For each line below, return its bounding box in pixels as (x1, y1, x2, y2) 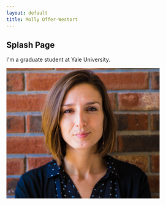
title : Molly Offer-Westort (6, 16, 78, 23)
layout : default (6, 10, 48, 16)
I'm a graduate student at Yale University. (6, 56, 110, 64)
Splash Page (6, 40, 55, 50)
